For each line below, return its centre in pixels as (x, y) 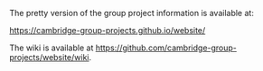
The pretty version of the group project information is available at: (132, 13)
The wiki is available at (52, 48)
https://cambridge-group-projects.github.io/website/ (108, 30)
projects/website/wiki (49, 57)
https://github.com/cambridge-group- (166, 48)
